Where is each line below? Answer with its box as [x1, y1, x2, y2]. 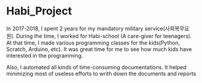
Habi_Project [6, 4, 72, 18]
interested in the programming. [6, 52, 83, 59]
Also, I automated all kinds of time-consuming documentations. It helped [6, 63, 187, 70]
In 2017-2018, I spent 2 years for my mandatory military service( [6, 25, 165, 32]
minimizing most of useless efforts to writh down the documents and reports [6, 70, 197, 77]
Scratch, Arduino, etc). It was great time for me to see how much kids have [6, 45, 192, 52]
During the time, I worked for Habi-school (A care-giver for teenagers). [16, 32, 192, 40]
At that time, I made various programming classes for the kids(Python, [6, 39, 180, 46]
